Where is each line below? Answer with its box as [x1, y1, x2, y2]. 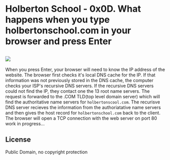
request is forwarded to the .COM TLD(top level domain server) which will [5, 94, 160, 99]
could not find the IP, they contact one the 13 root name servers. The [5, 88, 150, 94]
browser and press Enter [5, 36, 112, 47]
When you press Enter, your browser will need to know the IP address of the [5, 67, 165, 72]
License [5, 136, 31, 144]
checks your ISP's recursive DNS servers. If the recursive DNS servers [5, 83, 154, 89]
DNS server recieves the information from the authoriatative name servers [5, 104, 161, 110]
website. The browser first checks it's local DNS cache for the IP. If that [5, 72, 156, 78]
